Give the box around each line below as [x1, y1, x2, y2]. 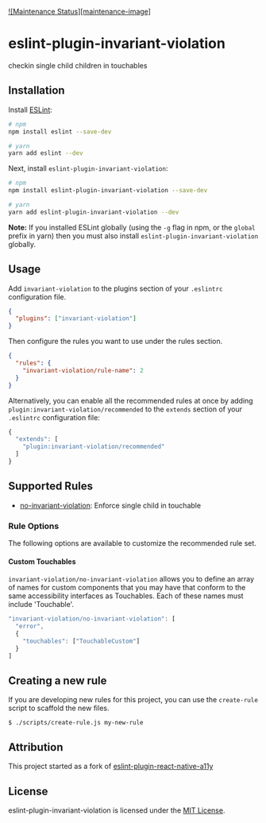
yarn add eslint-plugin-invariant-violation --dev [8, 208, 179, 216]
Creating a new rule [8, 674, 107, 687]
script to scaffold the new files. [8, 703, 110, 713]
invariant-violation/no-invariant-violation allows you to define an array [8, 574, 255, 584]
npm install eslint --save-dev [8, 127, 112, 136]
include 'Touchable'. [8, 600, 74, 609]
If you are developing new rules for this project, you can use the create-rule [8, 695, 258, 705]
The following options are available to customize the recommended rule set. [8, 539, 256, 548]
